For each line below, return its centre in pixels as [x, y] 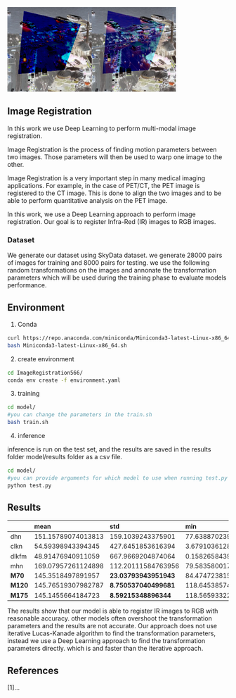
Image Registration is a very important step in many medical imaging [106, 178]
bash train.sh [28, 423]
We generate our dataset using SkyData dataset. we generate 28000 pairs [115, 255]
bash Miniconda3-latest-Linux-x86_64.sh [67, 345]
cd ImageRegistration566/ [45, 373]
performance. [27, 285]
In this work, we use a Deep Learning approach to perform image [101, 214]
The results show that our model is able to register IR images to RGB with [113, 611]
